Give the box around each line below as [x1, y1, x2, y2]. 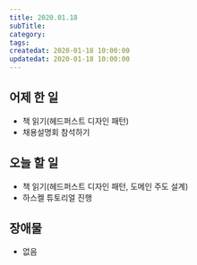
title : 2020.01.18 [9, 13, 78, 22]
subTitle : [9, 21, 47, 30]
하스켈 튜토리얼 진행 [21, 192, 92, 202]
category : [9, 30, 47, 38]
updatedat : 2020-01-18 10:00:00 [9, 55, 130, 64]
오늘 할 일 [9, 156, 59, 171]
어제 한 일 [9, 90, 59, 106]
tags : [9, 38, 30, 47]
